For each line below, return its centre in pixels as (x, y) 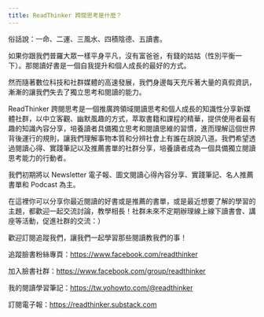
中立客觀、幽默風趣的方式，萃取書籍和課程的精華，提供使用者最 (145, 118)
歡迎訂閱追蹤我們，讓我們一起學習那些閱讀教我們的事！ (97, 238)
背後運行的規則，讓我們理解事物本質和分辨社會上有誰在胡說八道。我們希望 (128, 138)
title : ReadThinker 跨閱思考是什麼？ (65, 15)
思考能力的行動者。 (39, 157)
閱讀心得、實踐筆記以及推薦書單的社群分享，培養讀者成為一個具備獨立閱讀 (135, 148)
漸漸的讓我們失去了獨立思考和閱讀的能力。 (77, 92)
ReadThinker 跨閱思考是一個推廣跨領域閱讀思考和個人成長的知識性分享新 (126, 109)
